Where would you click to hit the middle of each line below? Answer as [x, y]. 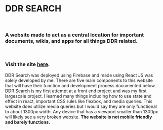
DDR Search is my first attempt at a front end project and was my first [76, 91]
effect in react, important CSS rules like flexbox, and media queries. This [79, 101]
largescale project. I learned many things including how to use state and [78, 96]
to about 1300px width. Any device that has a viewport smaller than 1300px [81, 111]
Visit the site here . [28, 64]
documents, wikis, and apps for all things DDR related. [71, 41]
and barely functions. [28, 122]
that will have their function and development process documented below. [81, 85]
